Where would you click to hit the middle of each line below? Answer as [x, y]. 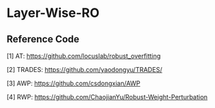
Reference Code [43, 39]
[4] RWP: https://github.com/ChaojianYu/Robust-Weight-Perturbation [107, 97]
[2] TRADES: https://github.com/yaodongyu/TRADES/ [85, 70]
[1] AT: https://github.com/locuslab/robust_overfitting [84, 56]
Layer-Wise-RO [53, 13]
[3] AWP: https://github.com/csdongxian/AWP [74, 83]
